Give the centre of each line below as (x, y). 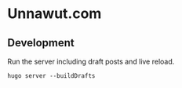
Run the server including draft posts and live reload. (91, 61)
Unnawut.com (55, 14)
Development (41, 43)
